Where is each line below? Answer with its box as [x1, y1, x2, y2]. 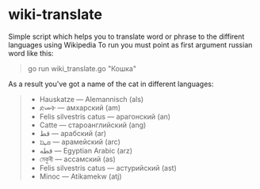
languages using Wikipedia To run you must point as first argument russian [8, 40, 253, 49]
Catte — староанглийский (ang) [39, 120, 147, 130]
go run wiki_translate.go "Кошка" [27, 63, 137, 73]
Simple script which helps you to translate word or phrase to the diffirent [8, 32, 245, 41]
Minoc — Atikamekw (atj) [39, 172, 122, 181]
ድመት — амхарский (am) [39, 103, 121, 112]
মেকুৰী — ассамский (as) [39, 154, 117, 164]
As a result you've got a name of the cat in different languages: [8, 79, 214, 89]
